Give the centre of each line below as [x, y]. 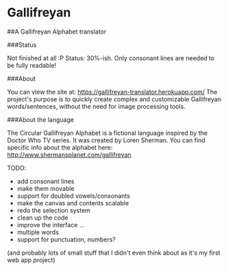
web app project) [31, 260]
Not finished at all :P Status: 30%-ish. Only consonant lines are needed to [111, 58]
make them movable [46, 188]
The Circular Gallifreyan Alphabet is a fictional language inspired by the [107, 133]
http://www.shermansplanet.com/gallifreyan [69, 155]
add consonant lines [46, 181]
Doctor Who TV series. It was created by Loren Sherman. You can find [106, 140]
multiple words [38, 232]
